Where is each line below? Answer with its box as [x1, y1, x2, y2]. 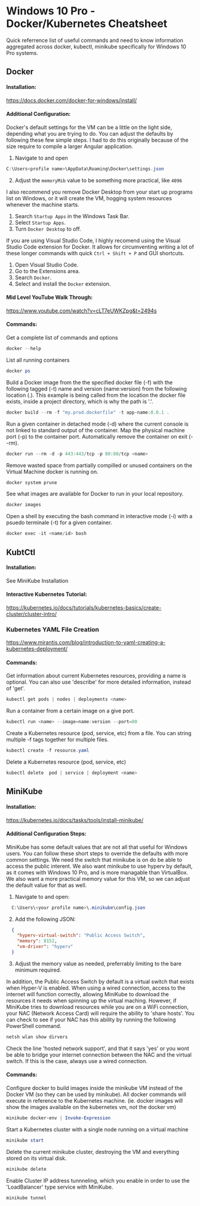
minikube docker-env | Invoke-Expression [6, 1115, 111, 1121]
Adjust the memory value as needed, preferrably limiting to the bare [14, 960, 182, 967]
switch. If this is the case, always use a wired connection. [6, 1057, 148, 1064]
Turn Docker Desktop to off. [14, 225, 82, 232]
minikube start [6, 1137, 44, 1143]
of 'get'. [6, 685, 25, 692]
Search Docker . [14, 274, 52, 281]
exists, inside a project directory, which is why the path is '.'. [6, 397, 153, 405]
